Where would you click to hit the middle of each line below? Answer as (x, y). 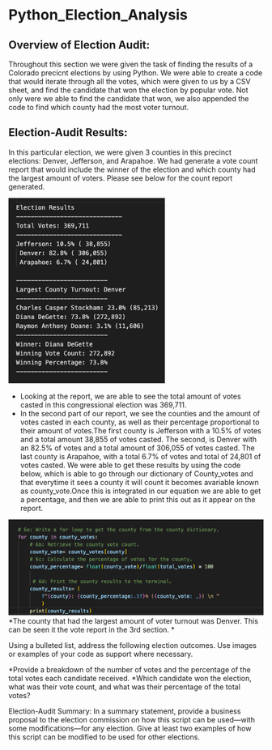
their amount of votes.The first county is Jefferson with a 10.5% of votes (140, 430)
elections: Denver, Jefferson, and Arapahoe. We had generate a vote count (133, 160)
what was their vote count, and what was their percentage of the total (125, 687)
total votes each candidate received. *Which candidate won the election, (130, 678)
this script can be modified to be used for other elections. (104, 737)
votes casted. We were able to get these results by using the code (130, 465)
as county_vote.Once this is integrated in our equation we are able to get (140, 491)
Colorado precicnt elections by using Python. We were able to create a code (136, 73)
